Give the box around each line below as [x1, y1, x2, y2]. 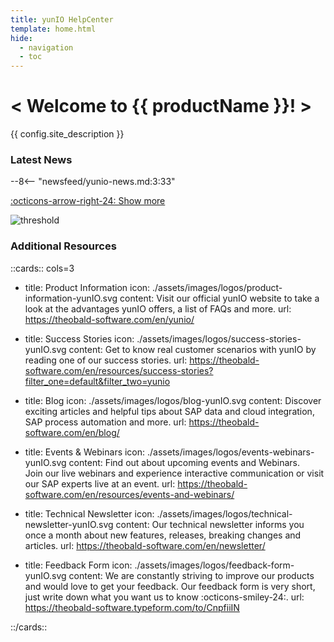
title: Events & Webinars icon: [24, 446, 146, 458]
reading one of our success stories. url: [24, 354, 188, 366]
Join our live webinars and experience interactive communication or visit [24, 467, 325, 479]
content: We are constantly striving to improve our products [68, 569, 315, 581]
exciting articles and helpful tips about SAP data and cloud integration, [24, 405, 315, 417]
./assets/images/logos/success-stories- [136, 332, 302, 345]
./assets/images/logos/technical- [156, 507, 293, 520]
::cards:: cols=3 [10, 262, 75, 274]
